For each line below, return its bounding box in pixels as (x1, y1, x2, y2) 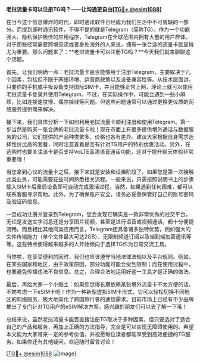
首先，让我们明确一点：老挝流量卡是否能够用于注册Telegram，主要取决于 (6, 69, 186, 75)
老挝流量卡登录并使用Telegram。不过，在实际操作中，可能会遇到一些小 (6, 91, 180, 98)
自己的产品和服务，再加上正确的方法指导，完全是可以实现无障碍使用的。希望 (6, 323, 194, 330)
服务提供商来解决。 (11, 106, 58, 113)
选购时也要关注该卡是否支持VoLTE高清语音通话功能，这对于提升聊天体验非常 (6, 148, 194, 155)
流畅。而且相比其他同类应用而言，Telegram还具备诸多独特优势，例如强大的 (6, 226, 191, 232)
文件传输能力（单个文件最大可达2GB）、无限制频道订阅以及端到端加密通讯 (6, 233, 186, 240)
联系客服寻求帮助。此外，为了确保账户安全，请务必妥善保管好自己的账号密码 (6, 191, 194, 197)
